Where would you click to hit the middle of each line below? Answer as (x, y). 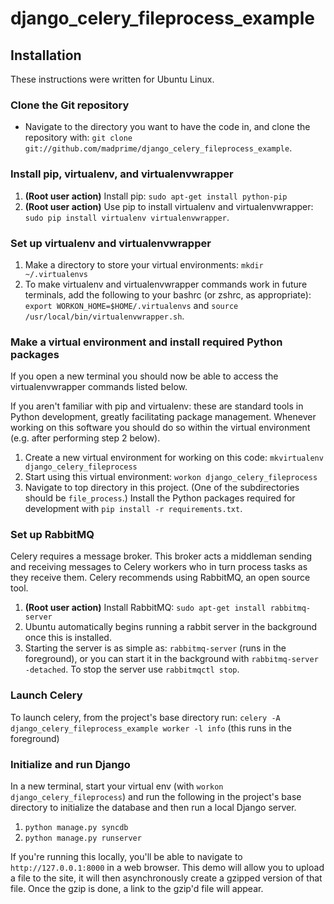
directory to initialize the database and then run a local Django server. (153, 808)
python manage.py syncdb (76, 828)
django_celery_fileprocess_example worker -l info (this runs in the (151, 728)
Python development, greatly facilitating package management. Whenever (163, 417)
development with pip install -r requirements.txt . (133, 509)
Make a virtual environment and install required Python (146, 342)
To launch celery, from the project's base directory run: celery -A (145, 717)
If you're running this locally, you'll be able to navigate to (126, 857)
